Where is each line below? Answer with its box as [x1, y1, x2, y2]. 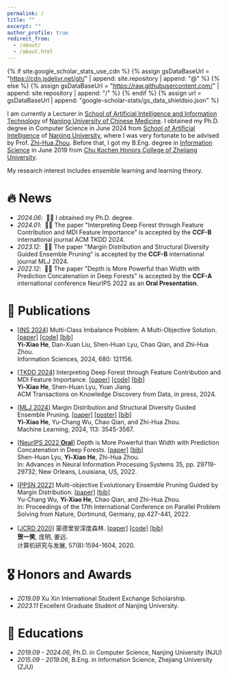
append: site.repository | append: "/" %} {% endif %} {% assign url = [7, 88, 202, 97]
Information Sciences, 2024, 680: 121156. [16, 354, 133, 363]
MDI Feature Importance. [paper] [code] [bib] [16, 375, 145, 384]
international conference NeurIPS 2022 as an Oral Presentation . [16, 279, 199, 287]
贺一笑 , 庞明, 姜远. [16, 532, 68, 541]
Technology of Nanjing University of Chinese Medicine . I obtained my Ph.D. [7, 116, 219, 125]
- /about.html [13, 49, 53, 56]
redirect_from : [7, 36, 51, 42]
